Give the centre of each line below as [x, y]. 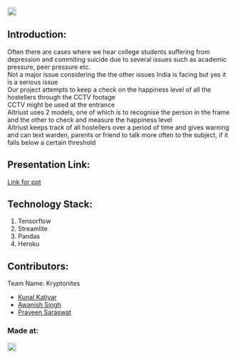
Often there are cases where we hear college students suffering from [109, 52]
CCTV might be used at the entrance [61, 105]
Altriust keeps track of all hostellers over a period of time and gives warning [118, 127]
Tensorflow [34, 221]
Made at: [23, 331]
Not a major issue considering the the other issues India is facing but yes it [117, 74]
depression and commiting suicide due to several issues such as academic [117, 59]
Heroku [28, 244]
